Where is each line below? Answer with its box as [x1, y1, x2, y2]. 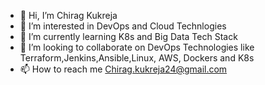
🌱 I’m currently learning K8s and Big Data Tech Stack [19, 31, 238, 42]
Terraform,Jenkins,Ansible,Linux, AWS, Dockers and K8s [19, 52, 255, 64]
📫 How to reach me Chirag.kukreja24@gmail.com [19, 63, 228, 75]
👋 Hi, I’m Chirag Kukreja [19, 10, 118, 21]
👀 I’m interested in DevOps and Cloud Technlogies [19, 20, 227, 32]
